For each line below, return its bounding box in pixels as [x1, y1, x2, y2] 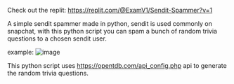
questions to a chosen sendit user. [7, 34, 107, 43]
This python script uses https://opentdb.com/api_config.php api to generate [7, 62, 227, 69]
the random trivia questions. [7, 69, 89, 77]
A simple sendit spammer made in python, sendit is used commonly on [7, 20, 213, 27]
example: [7, 48, 34, 56]
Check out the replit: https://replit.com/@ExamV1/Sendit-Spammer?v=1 [7, 6, 213, 14]
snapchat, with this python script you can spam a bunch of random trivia [7, 27, 218, 35]
